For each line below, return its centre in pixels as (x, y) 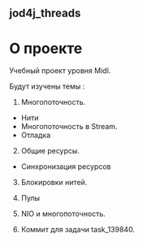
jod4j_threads (45, 13)
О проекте (46, 48)
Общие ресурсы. (50, 151)
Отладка (36, 135)
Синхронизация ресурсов (66, 166)
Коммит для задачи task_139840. (78, 230)
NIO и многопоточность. (63, 214)
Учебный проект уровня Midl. (60, 71)
